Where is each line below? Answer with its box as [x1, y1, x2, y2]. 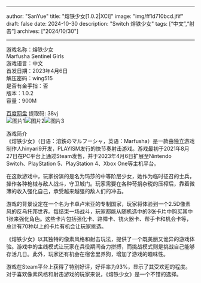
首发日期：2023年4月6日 [6, 67, 68, 74]
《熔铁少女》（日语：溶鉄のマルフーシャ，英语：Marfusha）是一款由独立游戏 [6, 138, 195, 144]
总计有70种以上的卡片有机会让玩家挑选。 [6, 223, 107, 230]
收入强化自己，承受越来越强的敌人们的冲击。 [16, 188, 127, 194]
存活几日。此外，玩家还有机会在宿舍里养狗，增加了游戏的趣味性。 [6, 251, 169, 257]
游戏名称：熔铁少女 [6, 46, 54, 53]
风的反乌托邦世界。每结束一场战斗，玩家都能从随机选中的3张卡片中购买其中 [6, 208, 193, 215]
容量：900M [6, 97, 37, 104]
